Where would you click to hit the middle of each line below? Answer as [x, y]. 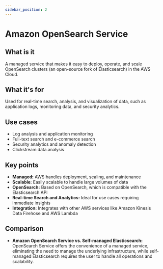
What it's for [25, 90]
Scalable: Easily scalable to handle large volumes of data [70, 182]
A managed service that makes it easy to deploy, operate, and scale [74, 64]
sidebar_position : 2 [26, 10]
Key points [22, 165]
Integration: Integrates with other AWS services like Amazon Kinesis [81, 208]
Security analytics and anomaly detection [54, 144]
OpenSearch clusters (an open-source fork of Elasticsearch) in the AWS [78, 69]
